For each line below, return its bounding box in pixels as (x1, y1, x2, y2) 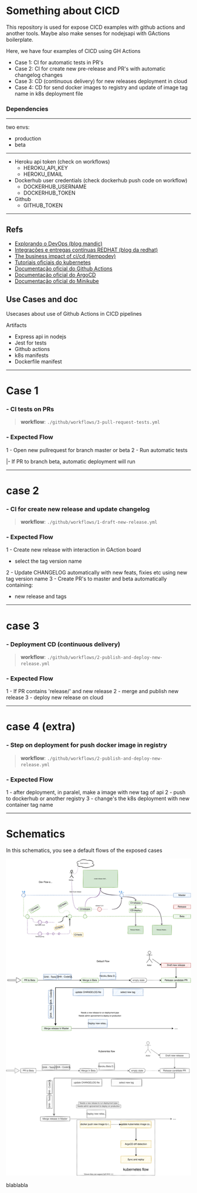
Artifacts (6, 322, 27, 329)
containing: (6, 582, 33, 589)
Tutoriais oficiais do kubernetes (14, 259, 91, 266)
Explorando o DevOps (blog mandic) (14, 240, 103, 248)
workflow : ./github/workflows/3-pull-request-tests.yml (20, 419, 160, 426)
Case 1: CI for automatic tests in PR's (14, 59, 104, 66)
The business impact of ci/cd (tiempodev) (14, 253, 116, 260)
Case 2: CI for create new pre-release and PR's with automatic (14, 65, 166, 72)
